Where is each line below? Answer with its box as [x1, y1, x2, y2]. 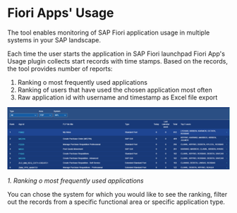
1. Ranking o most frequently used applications [7, 176, 144, 185]
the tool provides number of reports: [7, 64, 113, 73]
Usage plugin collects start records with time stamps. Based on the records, [7, 56, 228, 65]
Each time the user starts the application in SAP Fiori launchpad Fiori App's [7, 49, 226, 58]
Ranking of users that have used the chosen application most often [17, 85, 213, 94]
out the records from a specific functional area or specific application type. [7, 197, 226, 206]
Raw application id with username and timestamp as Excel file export [17, 93, 218, 102]
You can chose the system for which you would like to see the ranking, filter [7, 190, 228, 198]
